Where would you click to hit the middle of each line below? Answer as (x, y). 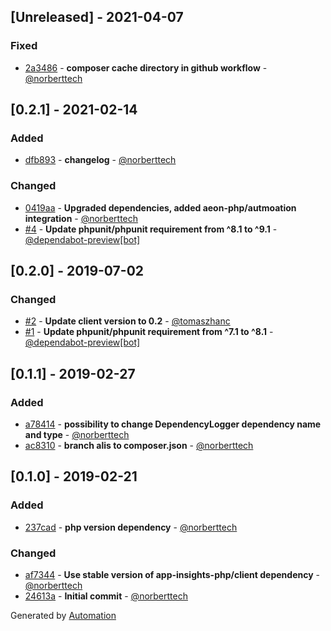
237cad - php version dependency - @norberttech (131, 527)
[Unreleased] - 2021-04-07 (97, 17)
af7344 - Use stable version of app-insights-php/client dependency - (172, 575)
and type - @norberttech (77, 435)
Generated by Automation (63, 616)
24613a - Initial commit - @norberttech (106, 596)
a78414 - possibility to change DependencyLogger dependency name (173, 424)
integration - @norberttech (81, 218)
